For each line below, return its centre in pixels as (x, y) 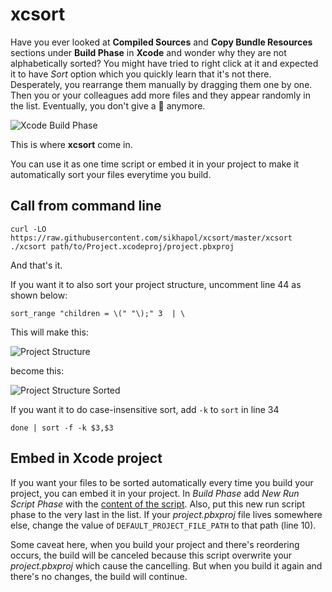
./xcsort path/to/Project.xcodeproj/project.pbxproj (122, 246)
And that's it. (36, 265)
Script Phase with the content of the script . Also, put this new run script (157, 504)
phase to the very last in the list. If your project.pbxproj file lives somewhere (166, 514)
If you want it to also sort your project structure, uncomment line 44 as (156, 284)
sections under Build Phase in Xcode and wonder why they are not (148, 52)
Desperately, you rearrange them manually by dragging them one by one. (161, 84)
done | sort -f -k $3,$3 (62, 428)
